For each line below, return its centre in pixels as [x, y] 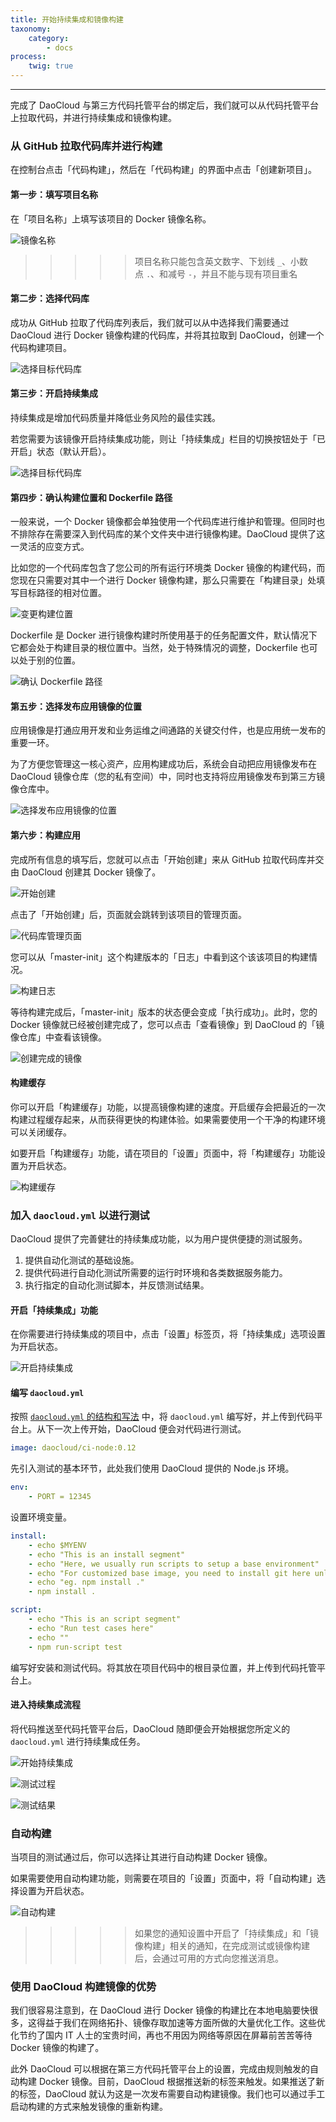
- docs [60, 47]
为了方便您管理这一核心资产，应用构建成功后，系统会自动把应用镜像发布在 [163, 764]
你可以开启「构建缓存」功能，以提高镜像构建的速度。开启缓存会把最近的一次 [168, 1107]
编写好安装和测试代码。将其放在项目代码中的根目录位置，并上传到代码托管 [163, 1667]
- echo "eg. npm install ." [86, 1582]
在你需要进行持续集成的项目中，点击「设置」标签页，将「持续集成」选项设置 [168, 1334]
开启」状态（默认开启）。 [61, 451]
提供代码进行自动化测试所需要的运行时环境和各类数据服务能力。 [156, 1273]
